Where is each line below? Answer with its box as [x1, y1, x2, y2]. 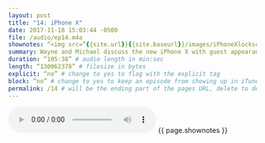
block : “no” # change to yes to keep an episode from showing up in [8, 77, 238, 85]
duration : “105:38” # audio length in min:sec [8, 56, 164, 64]
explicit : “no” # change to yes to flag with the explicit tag [8, 70, 221, 78]
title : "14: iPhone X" [8, 19, 83, 27]
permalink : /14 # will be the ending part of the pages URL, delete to [8, 84, 248, 93]
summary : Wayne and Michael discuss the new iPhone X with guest [8, 48, 227, 56]
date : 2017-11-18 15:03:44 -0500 [8, 26, 118, 34]
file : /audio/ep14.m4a [8, 33, 83, 42]
